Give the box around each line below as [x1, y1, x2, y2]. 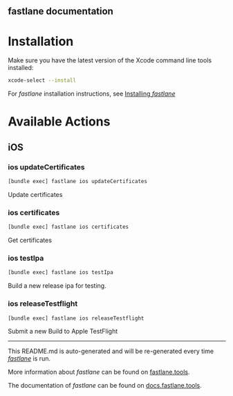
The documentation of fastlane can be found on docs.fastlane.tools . [8, 381, 203, 390]
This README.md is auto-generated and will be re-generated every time [8, 347, 214, 356]
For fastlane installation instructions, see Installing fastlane [8, 89, 176, 98]
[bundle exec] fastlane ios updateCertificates [8, 178, 148, 185]
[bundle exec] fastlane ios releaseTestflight [8, 315, 145, 322]
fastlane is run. [8, 354, 51, 363]
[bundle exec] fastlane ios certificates [8, 223, 129, 231]
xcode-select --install [8, 77, 77, 84]
